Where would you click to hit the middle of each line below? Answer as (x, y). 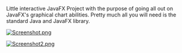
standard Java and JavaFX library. (48, 21)
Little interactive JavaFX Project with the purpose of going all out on (90, 9)
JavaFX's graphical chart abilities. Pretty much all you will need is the (91, 15)
